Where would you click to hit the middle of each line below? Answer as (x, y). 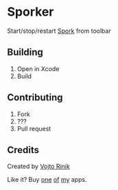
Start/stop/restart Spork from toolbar (59, 31)
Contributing (35, 97)
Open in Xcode (38, 68)
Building (25, 52)
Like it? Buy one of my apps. (47, 180)
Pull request (34, 128)
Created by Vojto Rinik (38, 166)
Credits (23, 150)
